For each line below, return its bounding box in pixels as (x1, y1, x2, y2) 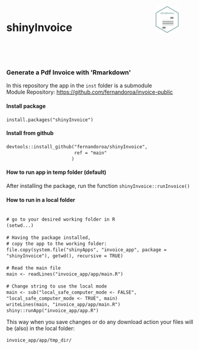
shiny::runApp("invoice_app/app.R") (6, 308, 99, 314)
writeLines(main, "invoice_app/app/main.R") (6, 302, 121, 308)
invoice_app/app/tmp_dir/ (6, 337, 72, 344)
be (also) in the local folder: (6, 325, 75, 332)
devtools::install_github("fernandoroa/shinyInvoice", (6, 143, 148, 150)
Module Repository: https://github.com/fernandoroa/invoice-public (6, 88, 174, 96)
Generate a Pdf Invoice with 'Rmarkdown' (6, 68, 132, 77)
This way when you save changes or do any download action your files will (6, 319, 194, 326)
